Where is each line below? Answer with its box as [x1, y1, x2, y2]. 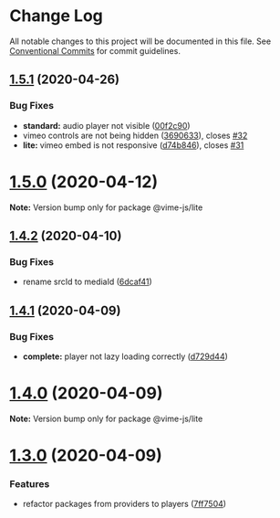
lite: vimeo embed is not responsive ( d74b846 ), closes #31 [22, 139, 244, 151]
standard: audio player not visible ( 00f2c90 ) [22, 120, 191, 131]
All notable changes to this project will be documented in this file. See [9, 36, 272, 47]
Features [9, 477, 50, 490]
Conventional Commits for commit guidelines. [9, 45, 181, 56]
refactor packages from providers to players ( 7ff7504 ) [22, 499, 226, 510]
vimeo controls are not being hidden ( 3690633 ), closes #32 [22, 130, 248, 141]
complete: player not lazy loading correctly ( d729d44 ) [22, 351, 228, 362]
